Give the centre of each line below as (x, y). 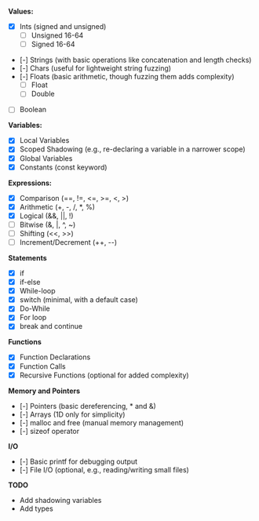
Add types (36, 508)
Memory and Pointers (44, 391)
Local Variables (44, 140)
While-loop (37, 291)
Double (43, 94)
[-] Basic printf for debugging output (78, 461)
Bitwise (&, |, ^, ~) (47, 224)
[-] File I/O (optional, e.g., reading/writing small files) (104, 469)
